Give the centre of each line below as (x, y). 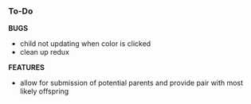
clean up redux (45, 52)
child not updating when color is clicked (85, 44)
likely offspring (44, 91)
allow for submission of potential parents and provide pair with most (131, 83)
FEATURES (27, 67)
